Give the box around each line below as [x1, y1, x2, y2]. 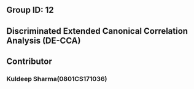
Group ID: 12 [6, 5, 54, 15]
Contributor [6, 56, 52, 67]
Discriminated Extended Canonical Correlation [6, 26, 188, 36]
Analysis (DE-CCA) [6, 35, 81, 45]
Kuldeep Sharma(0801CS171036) [6, 75, 107, 83]
